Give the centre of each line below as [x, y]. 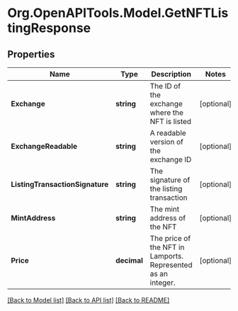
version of [167, 142]
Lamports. [167, 256]
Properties [31, 54]
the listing [166, 189]
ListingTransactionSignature [60, 184]
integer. [163, 283]
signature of [170, 180]
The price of [170, 238]
